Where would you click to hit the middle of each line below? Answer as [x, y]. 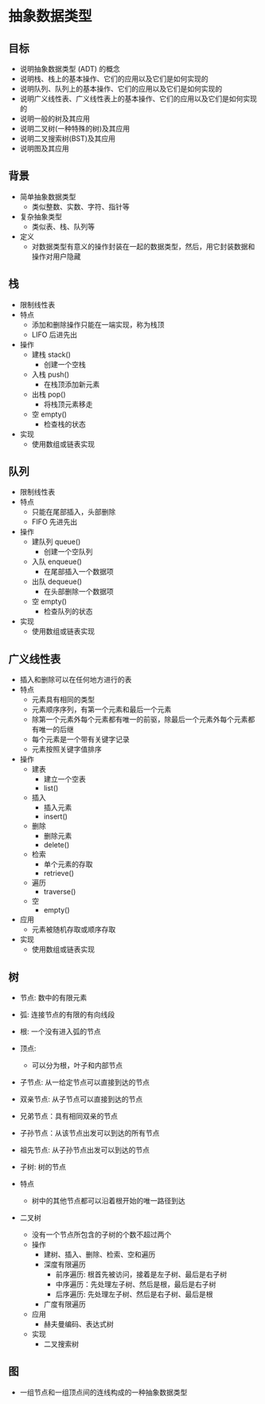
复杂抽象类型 [41, 217]
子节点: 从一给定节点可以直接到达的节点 [84, 1082]
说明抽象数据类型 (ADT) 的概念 [70, 69]
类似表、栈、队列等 [63, 226]
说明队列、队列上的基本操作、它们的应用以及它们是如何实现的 [121, 89]
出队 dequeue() [57, 581]
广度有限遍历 [64, 1304]
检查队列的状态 [68, 612]
